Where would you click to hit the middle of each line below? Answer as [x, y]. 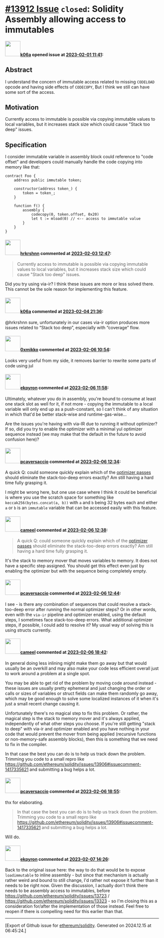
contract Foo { [20, 176]
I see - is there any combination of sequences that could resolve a [72, 604]
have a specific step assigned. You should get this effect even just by [75, 566]
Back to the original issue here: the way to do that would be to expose [75, 870]
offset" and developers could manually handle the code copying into [74, 162]
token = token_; [39, 193]
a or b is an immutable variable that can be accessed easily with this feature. [81, 508]
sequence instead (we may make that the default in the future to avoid [76, 434]
